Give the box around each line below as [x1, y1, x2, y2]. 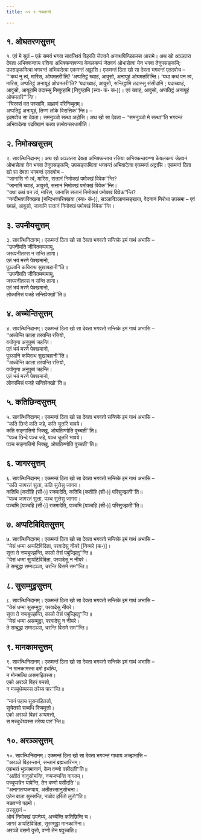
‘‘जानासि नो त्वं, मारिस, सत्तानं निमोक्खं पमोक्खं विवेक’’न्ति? [6, 175, 117, 182]
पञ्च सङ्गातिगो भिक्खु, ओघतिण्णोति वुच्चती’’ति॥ [6, 440, 98, 448]
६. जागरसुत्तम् [6, 458, 45, 469]
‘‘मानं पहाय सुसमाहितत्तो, [6, 697, 53, 704]
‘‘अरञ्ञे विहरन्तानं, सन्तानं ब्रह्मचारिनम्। [6, 758, 81, 766]
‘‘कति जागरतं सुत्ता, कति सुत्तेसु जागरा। [6, 481, 81, 488]
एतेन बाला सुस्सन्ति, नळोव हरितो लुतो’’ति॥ [6, 792, 86, 799]
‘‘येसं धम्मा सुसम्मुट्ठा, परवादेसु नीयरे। [6, 603, 75, 611]
